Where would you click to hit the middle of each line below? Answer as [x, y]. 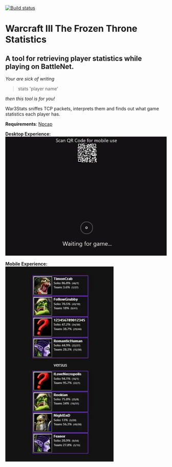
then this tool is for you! [30, 99]
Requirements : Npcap [29, 124]
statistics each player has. [33, 114]
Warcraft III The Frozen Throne [71, 29]
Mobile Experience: [26, 264]
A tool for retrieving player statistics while [74, 58]
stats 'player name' [38, 89]
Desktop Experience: [28, 134]
